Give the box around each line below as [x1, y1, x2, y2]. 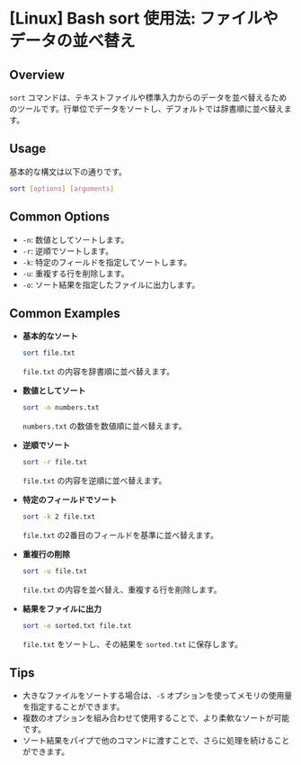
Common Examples [9, 305, 121, 320]
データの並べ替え [9, 31, 137, 51]
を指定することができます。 [22, 701, 125, 712]
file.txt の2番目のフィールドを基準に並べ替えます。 [22, 529, 218, 540]
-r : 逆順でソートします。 [22, 245, 114, 256]
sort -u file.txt [22, 566, 88, 576]
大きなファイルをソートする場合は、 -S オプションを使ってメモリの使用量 [22, 690, 293, 701]
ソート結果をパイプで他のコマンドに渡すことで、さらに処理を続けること [22, 735, 290, 746]
